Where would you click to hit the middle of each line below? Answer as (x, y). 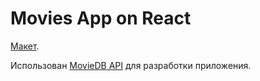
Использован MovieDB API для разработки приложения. (131, 65)
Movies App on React (101, 18)
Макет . (25, 46)
